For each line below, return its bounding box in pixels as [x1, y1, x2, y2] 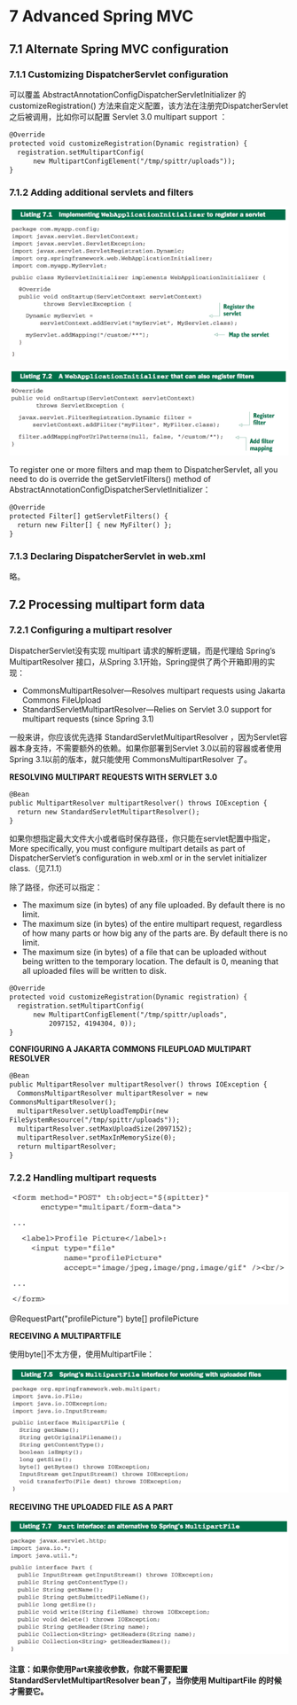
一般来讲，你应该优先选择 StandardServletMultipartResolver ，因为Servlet [9, 731, 280, 742]
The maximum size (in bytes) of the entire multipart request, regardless [21, 918, 283, 929]
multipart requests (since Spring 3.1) [21, 713, 155, 724]
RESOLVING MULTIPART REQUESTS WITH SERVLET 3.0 [9, 771, 218, 782]
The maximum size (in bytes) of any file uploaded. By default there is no [21, 899, 285, 910]
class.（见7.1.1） [9, 862, 67, 874]
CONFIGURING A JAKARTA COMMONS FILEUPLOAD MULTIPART [9, 1043, 252, 1054]
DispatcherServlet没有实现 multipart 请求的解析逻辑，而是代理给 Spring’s [9, 645, 277, 656]
